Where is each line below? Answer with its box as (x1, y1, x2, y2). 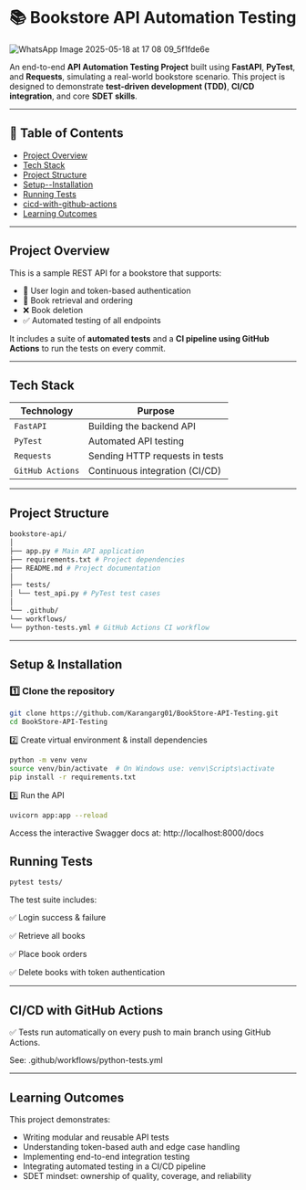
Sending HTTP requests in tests (87, 449, 224, 462)
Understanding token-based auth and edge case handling (22, 1141, 240, 1152)
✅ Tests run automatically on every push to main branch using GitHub (9, 1027, 271, 1037)
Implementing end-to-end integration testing (22, 1151, 190, 1162)
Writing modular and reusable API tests (22, 1132, 170, 1143)
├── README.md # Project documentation (9, 563, 161, 573)
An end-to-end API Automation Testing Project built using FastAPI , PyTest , (9, 61, 296, 72)
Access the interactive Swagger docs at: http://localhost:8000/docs (9, 827, 264, 838)
